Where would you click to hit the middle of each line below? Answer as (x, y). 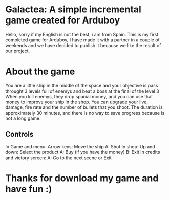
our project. (18, 51)
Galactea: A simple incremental (73, 9)
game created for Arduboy (63, 20)
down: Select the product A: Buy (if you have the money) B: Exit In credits (83, 152)
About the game (40, 71)
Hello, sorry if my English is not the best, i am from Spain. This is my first (82, 34)
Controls (19, 134)
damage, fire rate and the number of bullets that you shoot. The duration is (84, 107)
